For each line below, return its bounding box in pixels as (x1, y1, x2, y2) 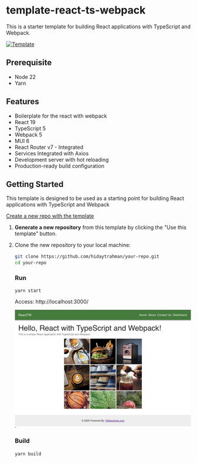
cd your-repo (14, 260, 47, 266)
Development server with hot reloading (14, 156, 109, 163)
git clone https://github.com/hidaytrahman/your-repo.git (14, 254, 159, 259)
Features (6, 96, 39, 106)
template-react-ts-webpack (6, 4, 146, 17)
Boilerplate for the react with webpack (14, 112, 107, 119)
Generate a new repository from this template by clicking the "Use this (14, 224, 186, 231)
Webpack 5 (14, 131, 43, 138)
